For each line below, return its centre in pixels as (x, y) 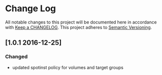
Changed (17, 57)
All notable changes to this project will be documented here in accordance (81, 22)
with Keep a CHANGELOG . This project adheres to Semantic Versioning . (79, 27)
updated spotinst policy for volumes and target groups (68, 67)
